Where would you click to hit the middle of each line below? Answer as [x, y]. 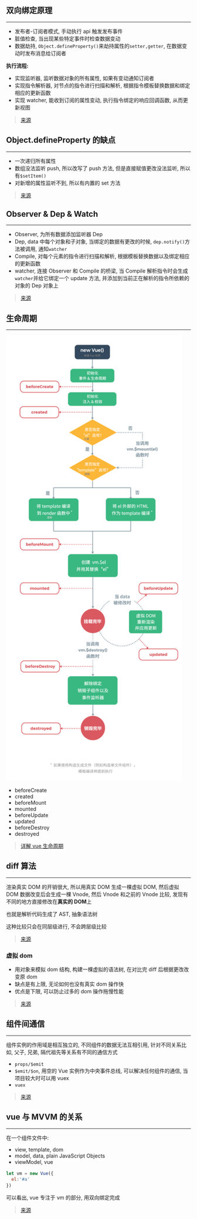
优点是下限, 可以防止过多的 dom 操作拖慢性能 [69, 991]
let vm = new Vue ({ [30, 1173]
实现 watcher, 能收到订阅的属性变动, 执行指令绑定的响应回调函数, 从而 [99, 100]
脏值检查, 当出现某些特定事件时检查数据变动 [67, 38]
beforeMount [30, 802]
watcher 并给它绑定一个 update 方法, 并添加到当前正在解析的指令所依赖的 [102, 278]
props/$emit [29, 1064]
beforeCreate [30, 790]
